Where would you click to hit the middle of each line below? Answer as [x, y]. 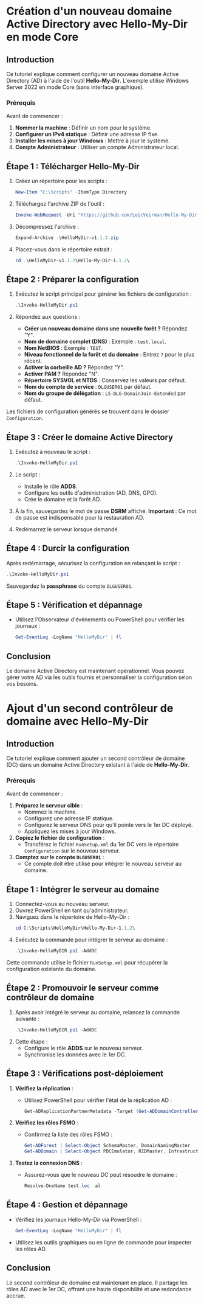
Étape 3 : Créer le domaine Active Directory [90, 437]
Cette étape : [31, 1041]
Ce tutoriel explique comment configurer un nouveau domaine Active [93, 74]
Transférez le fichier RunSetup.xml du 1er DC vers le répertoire [101, 845]
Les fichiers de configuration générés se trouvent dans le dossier [88, 411]
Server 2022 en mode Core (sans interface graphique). [75, 87]
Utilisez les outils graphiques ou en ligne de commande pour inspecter [103, 1242]
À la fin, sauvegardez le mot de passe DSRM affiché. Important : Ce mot [106, 511]
